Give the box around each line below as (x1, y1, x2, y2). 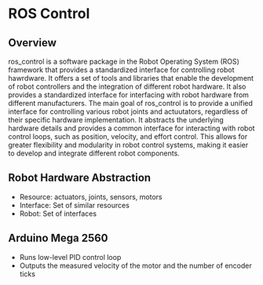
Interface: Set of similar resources (19, 200, 130, 210)
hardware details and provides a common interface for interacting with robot (8, 123, 255, 133)
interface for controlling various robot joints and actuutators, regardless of (8, 107, 249, 116)
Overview (8, 36, 57, 49)
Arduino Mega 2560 (8, 232, 108, 245)
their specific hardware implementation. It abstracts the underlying (8, 115, 224, 124)
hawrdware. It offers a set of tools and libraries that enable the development (8, 74, 254, 82)
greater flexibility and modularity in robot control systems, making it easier (8, 141, 249, 149)
